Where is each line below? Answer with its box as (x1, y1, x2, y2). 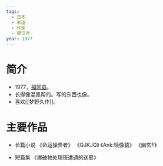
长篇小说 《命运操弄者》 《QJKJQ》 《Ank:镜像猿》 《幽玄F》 (14, 141, 157, 148)
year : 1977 (6, 36, 33, 42)
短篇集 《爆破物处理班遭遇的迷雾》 (14, 154, 99, 161)
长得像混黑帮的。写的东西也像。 (14, 90, 92, 97)
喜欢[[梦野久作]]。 (14, 98, 59, 105)
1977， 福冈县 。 (14, 83, 52, 90)
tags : (6, 8, 19, 15)
